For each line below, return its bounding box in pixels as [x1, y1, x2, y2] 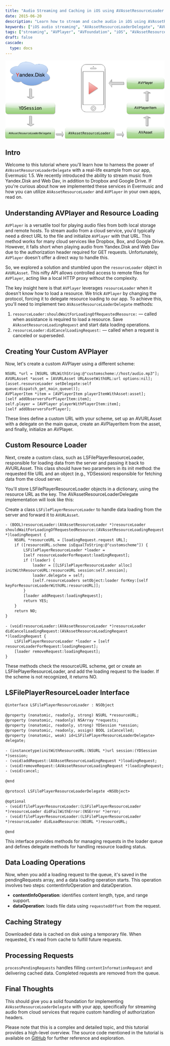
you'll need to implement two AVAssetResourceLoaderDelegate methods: [5, 301, 153, 307]
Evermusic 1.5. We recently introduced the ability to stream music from [5, 172, 153, 178]
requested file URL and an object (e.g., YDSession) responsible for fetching [5, 471, 162, 477]
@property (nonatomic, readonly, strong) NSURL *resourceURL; [5, 712, 139, 717]
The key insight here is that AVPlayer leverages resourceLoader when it [5, 285, 152, 291]
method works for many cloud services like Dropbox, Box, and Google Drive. [5, 238, 165, 244]
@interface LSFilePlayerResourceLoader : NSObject [5, 702, 114, 707]
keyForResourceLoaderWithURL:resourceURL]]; [5, 583, 101, 588]
